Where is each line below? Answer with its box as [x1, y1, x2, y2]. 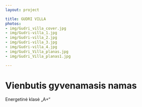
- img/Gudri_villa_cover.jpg [5, 26, 66, 31]
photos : [5, 21, 22, 26]
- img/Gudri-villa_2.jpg [5, 35, 57, 40]
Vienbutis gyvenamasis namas [5, 80, 137, 91]
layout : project [5, 7, 39, 13]
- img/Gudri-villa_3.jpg [5, 40, 57, 45]
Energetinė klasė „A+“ [5, 96, 51, 102]
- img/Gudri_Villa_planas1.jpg [5, 54, 71, 59]
